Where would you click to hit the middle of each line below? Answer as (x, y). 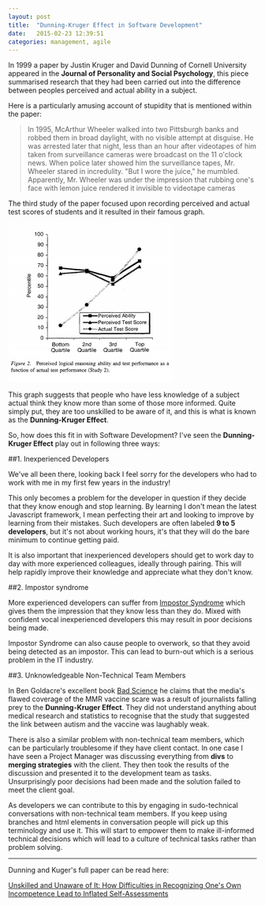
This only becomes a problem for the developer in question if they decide (127, 498)
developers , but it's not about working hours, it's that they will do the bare (129, 532)
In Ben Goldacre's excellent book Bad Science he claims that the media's (127, 691)
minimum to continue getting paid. (64, 540)
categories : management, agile (60, 42)
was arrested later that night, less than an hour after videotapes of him (142, 146)
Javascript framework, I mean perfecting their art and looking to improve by (131, 515)
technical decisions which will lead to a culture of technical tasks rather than (132, 839)
